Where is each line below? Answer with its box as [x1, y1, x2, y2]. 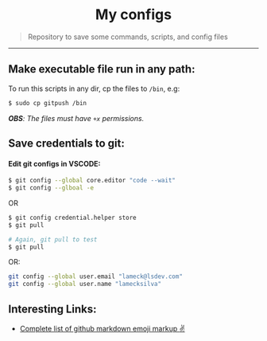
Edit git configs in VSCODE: [8, 159, 101, 168]
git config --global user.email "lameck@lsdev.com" [8, 272, 183, 280]
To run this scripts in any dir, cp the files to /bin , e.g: [8, 84, 180, 93]
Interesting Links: [8, 302, 97, 316]
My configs [95, 6, 172, 24]
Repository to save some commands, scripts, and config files [27, 32, 228, 41]
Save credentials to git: [8, 137, 126, 151]
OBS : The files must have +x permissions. [8, 113, 145, 123]
